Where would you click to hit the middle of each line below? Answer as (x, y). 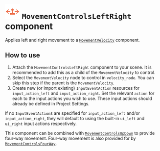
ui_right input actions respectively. (41, 124)
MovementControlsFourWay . (31, 143)
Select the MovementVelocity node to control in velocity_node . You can (83, 77)
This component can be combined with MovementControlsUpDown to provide (80, 133)
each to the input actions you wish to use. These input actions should (82, 98)
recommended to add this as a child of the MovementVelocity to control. (84, 72)
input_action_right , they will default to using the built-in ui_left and (75, 118)
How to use (23, 55)
